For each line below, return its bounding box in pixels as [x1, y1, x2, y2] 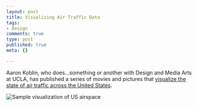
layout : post [6, 8, 39, 15]
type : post [6, 36, 33, 42]
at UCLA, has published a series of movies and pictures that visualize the [6, 75, 187, 82]
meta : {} [6, 48, 28, 54]
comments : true [6, 31, 44, 37]
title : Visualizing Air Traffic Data [6, 14, 100, 20]
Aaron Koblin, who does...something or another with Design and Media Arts [6, 69, 192, 76]
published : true [6, 42, 47, 48]
